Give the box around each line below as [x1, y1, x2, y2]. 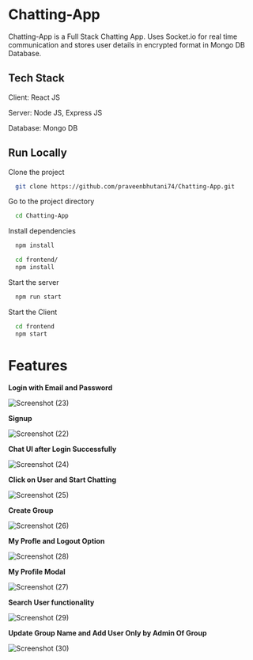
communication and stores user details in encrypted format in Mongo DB [8, 40, 245, 49]
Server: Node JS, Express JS [8, 108, 103, 117]
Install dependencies [8, 226, 77, 236]
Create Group [8, 505, 54, 515]
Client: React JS [8, 93, 61, 102]
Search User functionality [8, 597, 95, 607]
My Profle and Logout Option [8, 536, 105, 545]
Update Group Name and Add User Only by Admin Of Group [8, 628, 207, 638]
